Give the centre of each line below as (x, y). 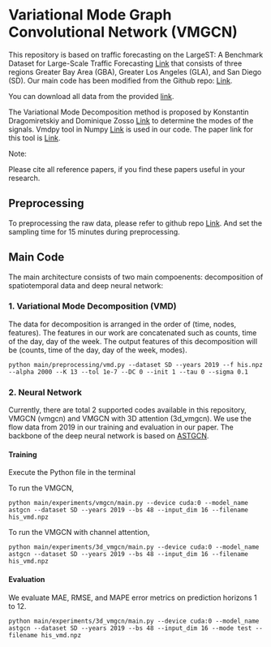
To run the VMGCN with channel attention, (79, 533)
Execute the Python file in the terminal (72, 472)
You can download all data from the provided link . (91, 96)
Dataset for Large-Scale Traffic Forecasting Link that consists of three (125, 63)
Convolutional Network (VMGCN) (123, 32)
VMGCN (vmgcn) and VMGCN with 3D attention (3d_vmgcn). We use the (130, 419)
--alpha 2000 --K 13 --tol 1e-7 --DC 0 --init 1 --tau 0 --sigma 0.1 (129, 372)
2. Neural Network (45, 392)
